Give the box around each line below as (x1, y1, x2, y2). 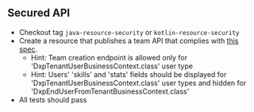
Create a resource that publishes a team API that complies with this (18, 36, 239, 45)
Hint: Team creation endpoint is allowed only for (30, 52, 188, 62)
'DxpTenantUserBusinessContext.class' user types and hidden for (30, 78, 247, 87)
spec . (18, 44, 37, 54)
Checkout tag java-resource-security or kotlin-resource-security (18, 27, 240, 37)
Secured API (7, 6, 71, 20)
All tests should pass (18, 95, 87, 104)
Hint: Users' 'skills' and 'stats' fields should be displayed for (30, 69, 227, 79)
